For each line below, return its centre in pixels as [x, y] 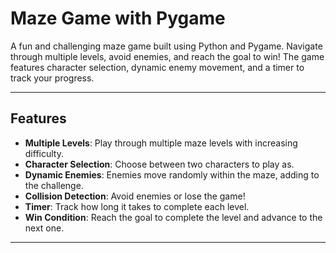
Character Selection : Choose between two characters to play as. [159, 164]
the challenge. [54, 185]
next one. [44, 228]
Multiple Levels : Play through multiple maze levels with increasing [161, 143]
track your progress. [52, 78]
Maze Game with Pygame [118, 18]
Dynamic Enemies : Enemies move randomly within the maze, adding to [172, 174]
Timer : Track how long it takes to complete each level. [137, 206]
